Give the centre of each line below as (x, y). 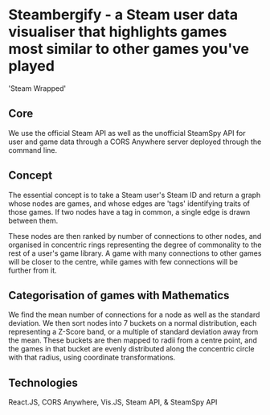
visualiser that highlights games (118, 32)
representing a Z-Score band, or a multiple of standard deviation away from (133, 332)
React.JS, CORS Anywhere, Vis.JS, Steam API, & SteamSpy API (113, 402)
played (31, 66)
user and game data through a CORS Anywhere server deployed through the (135, 142)
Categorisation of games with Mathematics (119, 295)
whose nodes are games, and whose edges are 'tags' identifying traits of (129, 203)
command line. (33, 150)
